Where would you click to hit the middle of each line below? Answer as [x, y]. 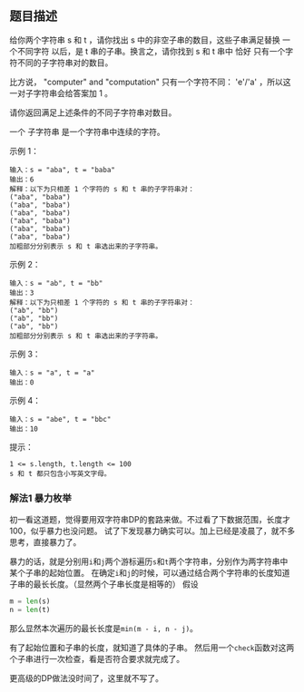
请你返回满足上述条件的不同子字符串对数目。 [93, 112]
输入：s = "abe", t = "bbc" [60, 419]
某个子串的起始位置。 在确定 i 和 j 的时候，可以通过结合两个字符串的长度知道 [150, 573]
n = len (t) [30, 609]
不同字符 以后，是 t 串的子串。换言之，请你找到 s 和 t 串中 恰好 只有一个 [151, 51]
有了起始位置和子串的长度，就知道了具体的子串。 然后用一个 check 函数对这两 [152, 648]
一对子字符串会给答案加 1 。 [61, 93]
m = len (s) [30, 601]
